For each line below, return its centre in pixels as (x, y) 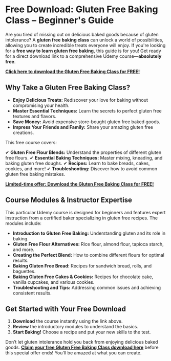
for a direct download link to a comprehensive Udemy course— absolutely (83, 56)
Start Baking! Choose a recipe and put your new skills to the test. (82, 332)
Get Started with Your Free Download (66, 309)
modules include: (24, 223)
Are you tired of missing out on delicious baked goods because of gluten (82, 34)
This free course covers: (31, 142)
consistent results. (32, 293)
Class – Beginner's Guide (60, 20)
